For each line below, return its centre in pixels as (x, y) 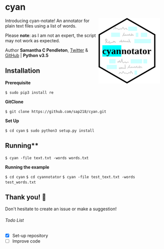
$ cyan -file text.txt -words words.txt (47, 158)
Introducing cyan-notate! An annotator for (47, 21)
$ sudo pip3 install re (29, 92)
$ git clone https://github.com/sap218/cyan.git (56, 111)
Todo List (14, 220)
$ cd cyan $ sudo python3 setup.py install (50, 131)
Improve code (26, 241)
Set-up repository (30, 235)
